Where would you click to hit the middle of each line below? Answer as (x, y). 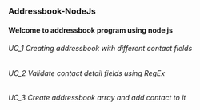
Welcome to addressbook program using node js (91, 30)
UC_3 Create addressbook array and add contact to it (97, 98)
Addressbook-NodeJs (52, 11)
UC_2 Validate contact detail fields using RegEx (87, 73)
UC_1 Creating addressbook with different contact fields (100, 49)
